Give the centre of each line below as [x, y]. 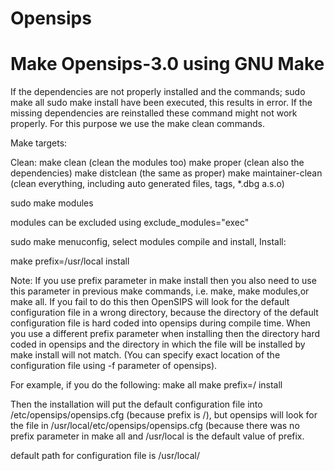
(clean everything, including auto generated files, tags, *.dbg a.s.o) [147, 184]
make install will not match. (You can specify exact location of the [145, 355]
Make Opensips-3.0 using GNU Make [167, 64]
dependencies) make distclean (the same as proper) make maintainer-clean [166, 173]
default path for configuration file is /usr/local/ [105, 456]
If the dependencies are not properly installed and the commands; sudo [158, 92]
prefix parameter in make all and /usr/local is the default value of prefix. [157, 436]
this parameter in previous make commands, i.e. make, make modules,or [160, 291]
